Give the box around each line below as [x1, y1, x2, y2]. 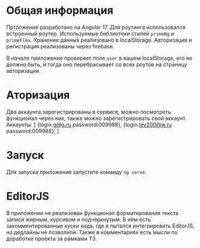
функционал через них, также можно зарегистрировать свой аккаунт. [6, 114, 187, 122]
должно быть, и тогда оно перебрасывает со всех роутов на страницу [6, 61, 187, 68]
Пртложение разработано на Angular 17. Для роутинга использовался [6, 23, 186, 31]
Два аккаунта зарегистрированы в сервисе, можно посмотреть [6, 108, 171, 115]
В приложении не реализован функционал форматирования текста [6, 209, 179, 217]
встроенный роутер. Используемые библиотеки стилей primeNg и [6, 29, 174, 37]
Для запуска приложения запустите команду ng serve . [6, 168, 147, 175]
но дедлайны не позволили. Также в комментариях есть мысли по [6, 228, 178, 235]
